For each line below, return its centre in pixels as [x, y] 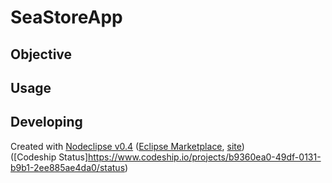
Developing [46, 122]
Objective [41, 54]
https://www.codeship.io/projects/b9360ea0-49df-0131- [204, 157]
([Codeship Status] [49, 157]
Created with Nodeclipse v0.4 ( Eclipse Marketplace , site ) [127, 146]
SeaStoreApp [66, 17]
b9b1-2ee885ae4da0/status [68, 167]
